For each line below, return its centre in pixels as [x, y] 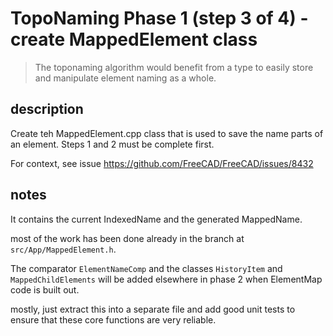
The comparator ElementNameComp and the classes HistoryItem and [146, 268]
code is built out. [45, 289]
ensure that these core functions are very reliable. [113, 319]
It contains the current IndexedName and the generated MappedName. [156, 219]
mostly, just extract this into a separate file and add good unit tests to [153, 309]
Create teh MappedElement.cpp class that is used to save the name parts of [167, 133]
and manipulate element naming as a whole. [125, 78]
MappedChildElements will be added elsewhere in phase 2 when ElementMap [166, 279]
